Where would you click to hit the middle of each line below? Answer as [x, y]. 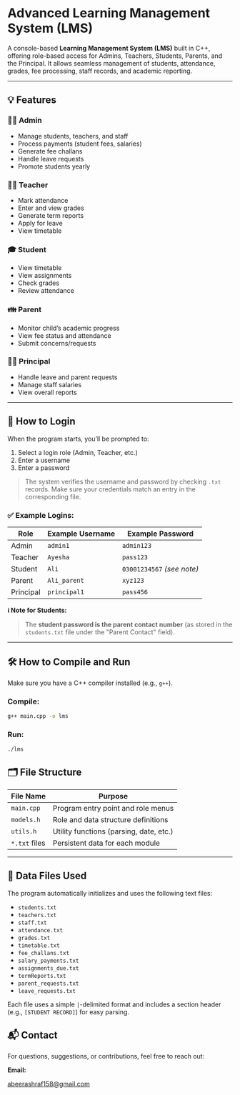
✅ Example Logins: [41, 515]
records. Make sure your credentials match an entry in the [110, 489]
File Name [29, 796]
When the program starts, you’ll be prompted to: [78, 439]
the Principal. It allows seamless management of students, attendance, [111, 63]
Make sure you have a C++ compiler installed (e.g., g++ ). [90, 683]
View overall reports [47, 392]
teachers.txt [37, 915]
